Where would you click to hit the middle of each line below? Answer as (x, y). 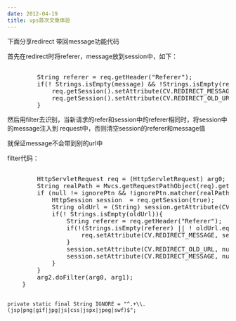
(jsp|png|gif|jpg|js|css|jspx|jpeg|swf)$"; (72, 310)
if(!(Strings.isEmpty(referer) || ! (130, 228)
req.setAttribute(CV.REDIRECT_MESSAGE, (150, 235)
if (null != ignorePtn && (81, 193)
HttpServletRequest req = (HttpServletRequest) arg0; (131, 179)
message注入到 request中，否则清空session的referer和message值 (109, 128)
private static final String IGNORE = (64, 304)
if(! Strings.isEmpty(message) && (96, 84)
